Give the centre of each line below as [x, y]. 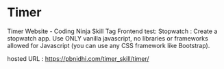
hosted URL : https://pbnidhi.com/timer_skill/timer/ [78, 58]
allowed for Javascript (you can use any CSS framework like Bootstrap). [109, 45]
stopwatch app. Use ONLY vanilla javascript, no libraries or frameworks [108, 38]
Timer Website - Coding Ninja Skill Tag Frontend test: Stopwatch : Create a [112, 31]
